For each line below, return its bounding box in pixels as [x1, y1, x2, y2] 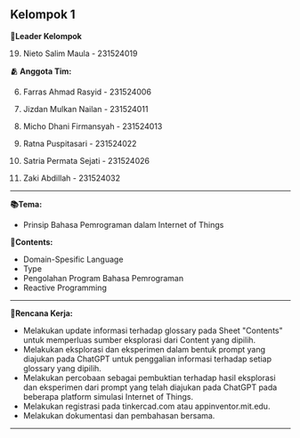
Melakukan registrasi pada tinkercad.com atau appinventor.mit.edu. [22, 401, 271, 411]
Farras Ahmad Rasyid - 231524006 [22, 86, 152, 97]
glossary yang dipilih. [22, 362, 101, 373]
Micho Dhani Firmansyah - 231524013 [22, 120, 163, 132]
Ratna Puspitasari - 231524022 [22, 138, 137, 149]
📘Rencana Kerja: [10, 307, 74, 319]
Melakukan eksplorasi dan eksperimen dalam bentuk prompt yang [22, 344, 266, 354]
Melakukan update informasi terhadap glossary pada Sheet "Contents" [22, 325, 283, 336]
